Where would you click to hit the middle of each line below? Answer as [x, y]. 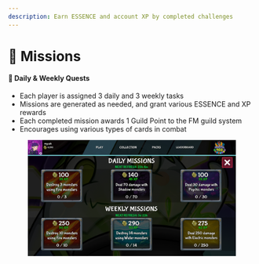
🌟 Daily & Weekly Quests [49, 78]
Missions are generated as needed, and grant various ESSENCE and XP [135, 104]
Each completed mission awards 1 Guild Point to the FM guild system [131, 121]
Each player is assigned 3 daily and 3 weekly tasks [102, 96]
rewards [33, 113]
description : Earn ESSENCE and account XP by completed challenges [121, 16]
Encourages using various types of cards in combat [103, 129]
